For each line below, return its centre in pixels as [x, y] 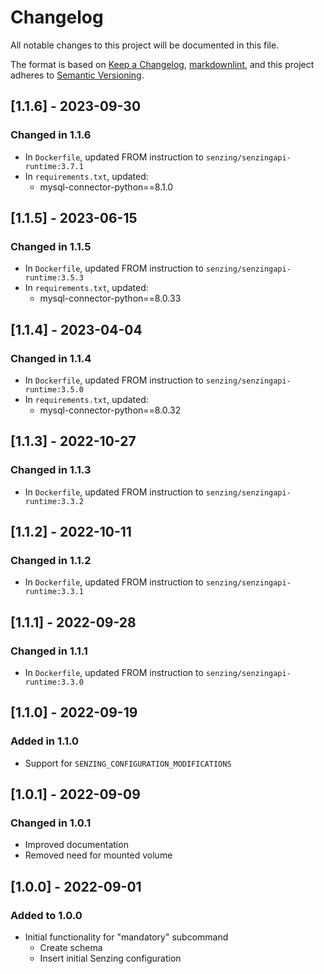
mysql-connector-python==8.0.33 [110, 298]
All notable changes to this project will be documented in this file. [145, 45]
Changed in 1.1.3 [51, 470]
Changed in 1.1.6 [51, 135]
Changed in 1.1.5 [51, 246]
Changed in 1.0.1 [51, 823]
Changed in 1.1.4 [51, 358]
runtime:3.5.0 [54, 390]
